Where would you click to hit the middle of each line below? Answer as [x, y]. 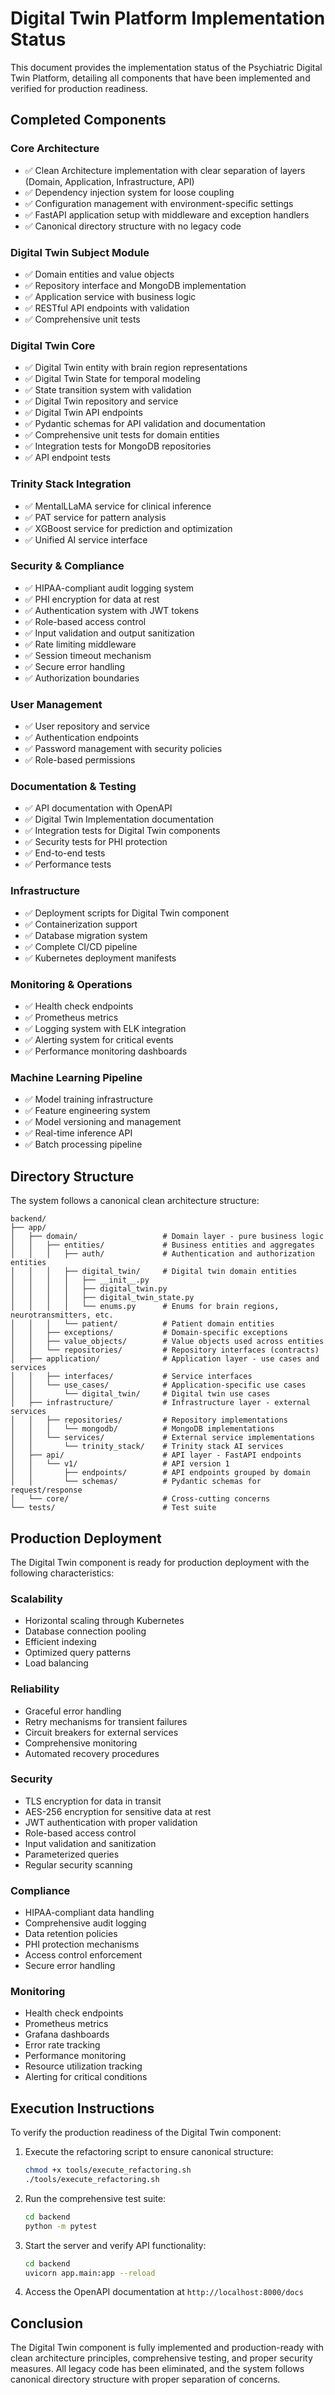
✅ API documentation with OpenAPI [98, 808]
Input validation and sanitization [90, 1843]
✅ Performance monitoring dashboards [106, 1051]
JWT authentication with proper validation [111, 1822]
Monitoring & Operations [71, 984]
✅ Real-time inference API [78, 1133]
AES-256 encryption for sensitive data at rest [118, 1811]
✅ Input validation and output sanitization [109, 633]
